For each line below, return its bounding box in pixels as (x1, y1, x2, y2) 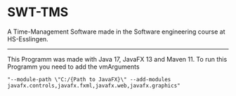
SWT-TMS (7, 4, 69, 20)
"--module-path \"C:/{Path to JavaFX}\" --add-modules (7, 76, 171, 83)
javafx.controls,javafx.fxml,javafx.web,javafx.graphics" (7, 82, 181, 89)
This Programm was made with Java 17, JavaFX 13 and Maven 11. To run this (7, 55, 228, 63)
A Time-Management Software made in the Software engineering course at (7, 27, 225, 36)
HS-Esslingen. (7, 34, 49, 43)
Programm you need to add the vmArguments (7, 62, 140, 71)
